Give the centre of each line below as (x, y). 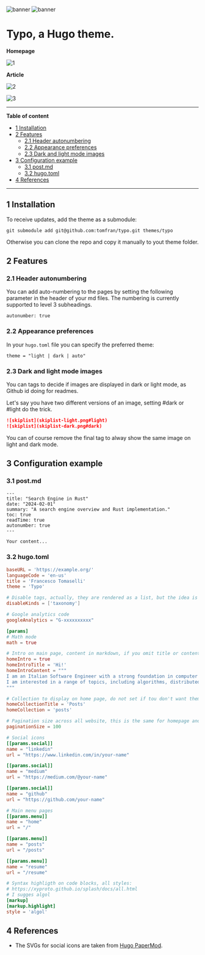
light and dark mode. (32, 444)
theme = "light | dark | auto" (46, 356)
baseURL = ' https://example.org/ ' (50, 569)
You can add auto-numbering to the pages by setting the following (90, 292)
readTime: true (26, 520)
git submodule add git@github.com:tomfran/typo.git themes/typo (90, 230)
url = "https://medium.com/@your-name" (57, 777)
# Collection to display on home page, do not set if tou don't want (97, 699)
